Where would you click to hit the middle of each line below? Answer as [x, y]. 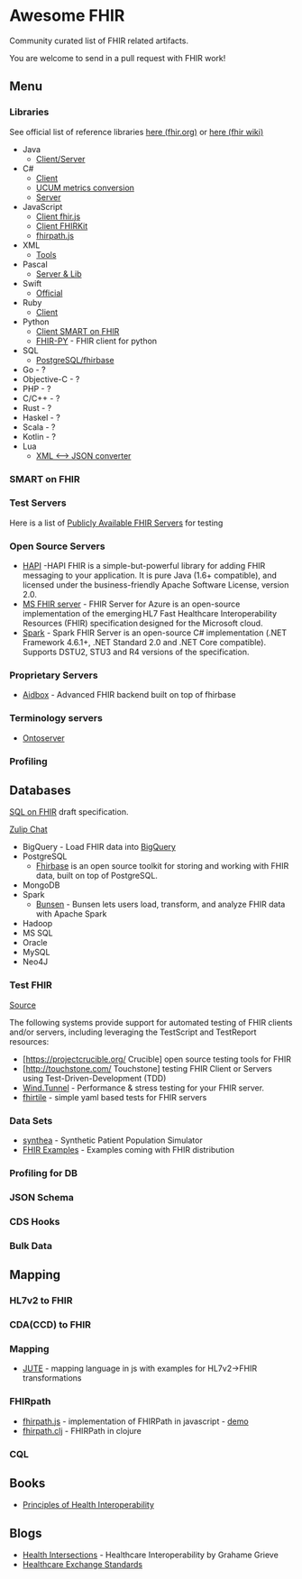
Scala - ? [39, 427]
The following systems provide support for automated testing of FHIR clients [151, 1022]
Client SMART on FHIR [78, 331]
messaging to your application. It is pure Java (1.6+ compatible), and [150, 575]
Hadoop [37, 924]
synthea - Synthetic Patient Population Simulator [112, 1140]
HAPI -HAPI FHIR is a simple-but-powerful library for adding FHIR [144, 566]
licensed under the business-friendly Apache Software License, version [156, 585]
